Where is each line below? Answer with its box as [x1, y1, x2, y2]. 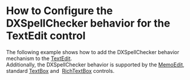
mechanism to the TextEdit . [6, 55, 72, 62]
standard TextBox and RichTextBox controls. [6, 67, 115, 74]
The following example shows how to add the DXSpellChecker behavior [6, 48, 179, 55]
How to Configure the [6, 4, 113, 18]
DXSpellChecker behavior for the [6, 16, 171, 30]
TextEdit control [6, 29, 86, 42]
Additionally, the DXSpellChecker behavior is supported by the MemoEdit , [6, 61, 185, 68]
